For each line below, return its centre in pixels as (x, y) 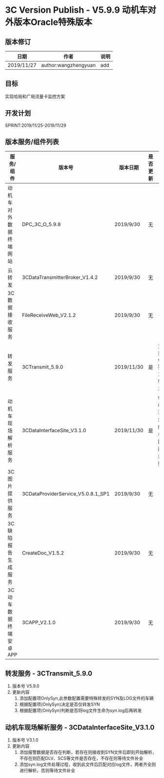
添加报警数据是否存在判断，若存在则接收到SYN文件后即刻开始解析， (88, 752)
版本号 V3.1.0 (25, 740)
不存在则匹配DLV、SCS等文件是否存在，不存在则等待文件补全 (81, 758)
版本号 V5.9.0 (26, 686)
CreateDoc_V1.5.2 (43, 553)
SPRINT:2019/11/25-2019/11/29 (36, 125)
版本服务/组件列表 (32, 142)
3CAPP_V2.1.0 (39, 622)
